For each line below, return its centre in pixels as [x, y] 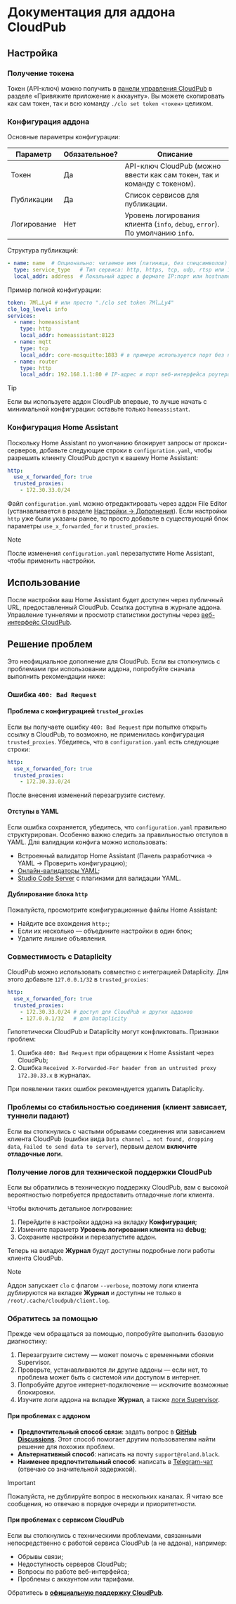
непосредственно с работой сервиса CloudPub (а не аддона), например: [117, 1543]
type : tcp [34, 348]
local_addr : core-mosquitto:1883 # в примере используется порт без [122, 355]
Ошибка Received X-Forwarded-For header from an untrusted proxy [117, 1068]
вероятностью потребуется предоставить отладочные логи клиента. [111, 1195]
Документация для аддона [91, 12]
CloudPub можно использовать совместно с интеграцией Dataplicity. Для [118, 972]
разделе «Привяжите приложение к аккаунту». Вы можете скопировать [116, 96]
